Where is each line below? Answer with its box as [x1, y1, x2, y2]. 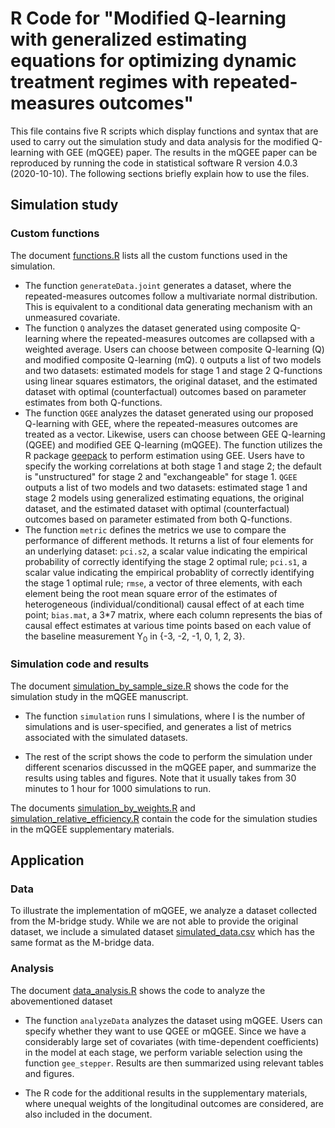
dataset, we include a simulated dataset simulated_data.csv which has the [10, 926, 315, 938]
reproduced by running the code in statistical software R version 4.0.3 [10, 157, 298, 169]
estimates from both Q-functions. [24, 396, 163, 408]
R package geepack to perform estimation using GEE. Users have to [24, 449, 305, 461]
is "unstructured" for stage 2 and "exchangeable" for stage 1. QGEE [24, 470, 298, 482]
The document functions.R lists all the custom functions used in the [10, 249, 288, 261]
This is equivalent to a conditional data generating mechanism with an [24, 300, 313, 312]
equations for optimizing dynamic [10, 50, 297, 72]
